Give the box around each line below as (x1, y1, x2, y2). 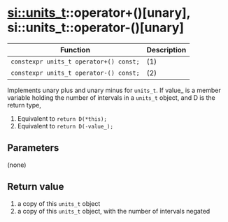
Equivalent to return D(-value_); (17, 121, 114, 130)
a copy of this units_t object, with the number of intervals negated (17, 207, 211, 215)
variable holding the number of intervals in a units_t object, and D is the (7, 93, 215, 102)
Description (146, 45, 187, 54)
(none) (7, 161, 27, 169)
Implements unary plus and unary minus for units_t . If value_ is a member (7, 86, 222, 94)
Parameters (7, 142, 59, 154)
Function (60, 45, 91, 54)
